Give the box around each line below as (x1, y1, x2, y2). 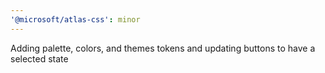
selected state (10, 52, 69, 65)
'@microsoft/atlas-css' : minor (10, 14, 141, 25)
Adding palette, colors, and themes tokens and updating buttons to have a (10, 42, 316, 54)
